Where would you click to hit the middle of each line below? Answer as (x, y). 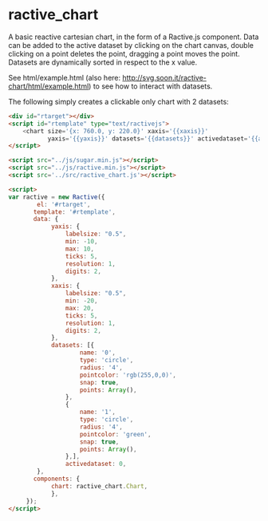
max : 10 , (79, 249)
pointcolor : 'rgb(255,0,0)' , (128, 375)
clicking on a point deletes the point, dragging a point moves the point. (124, 53)
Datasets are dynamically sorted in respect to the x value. (103, 62)
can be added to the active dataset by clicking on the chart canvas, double (131, 45)
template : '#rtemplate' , (74, 212)
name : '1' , (97, 412)
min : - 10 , (81, 242)
